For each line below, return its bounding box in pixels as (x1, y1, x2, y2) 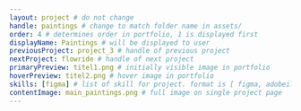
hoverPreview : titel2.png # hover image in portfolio (9, 72, 215, 81)
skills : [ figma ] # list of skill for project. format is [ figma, (9, 80, 262, 89)
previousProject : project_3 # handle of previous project (9, 47, 230, 55)
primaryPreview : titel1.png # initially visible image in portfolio (9, 64, 271, 73)
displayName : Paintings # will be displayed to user (9, 38, 211, 47)
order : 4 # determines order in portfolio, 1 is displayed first (9, 30, 258, 38)
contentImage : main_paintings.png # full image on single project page (9, 88, 282, 97)
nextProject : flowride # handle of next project (9, 55, 194, 64)
